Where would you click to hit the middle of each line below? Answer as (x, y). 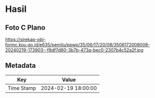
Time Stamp (22, 88)
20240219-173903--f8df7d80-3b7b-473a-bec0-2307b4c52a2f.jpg (74, 50)
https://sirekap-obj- (25, 39)
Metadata (20, 66)
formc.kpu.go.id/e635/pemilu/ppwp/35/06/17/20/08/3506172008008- (77, 45)
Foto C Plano (25, 28)
